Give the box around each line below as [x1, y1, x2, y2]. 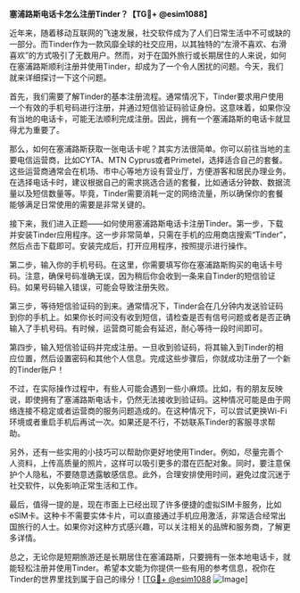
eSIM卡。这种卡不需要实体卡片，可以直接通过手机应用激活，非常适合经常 [9, 510, 279, 521]
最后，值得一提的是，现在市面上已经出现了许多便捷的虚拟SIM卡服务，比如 [9, 499, 282, 509]
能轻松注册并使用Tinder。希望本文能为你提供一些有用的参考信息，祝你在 [9, 563, 276, 573]
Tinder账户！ [16, 365, 65, 375]
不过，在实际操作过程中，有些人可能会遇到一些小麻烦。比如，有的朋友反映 [9, 383, 283, 393]
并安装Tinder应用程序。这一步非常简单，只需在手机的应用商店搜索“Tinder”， [9, 229, 291, 240]
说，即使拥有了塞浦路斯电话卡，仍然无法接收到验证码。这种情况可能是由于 [9, 394, 283, 405]
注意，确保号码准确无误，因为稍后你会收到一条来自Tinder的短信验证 [24, 271, 276, 281]
